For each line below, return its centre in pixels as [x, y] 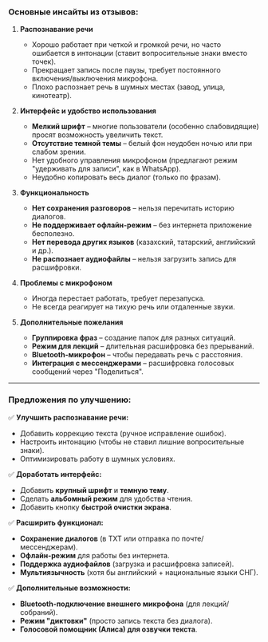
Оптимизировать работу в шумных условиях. [97, 459]
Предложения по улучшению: [70, 400]
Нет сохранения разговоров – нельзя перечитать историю [133, 208]
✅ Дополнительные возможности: [69, 588]
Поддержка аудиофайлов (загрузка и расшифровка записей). [127, 564]
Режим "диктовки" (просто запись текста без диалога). [116, 620]
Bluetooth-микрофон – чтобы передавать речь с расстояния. [137, 355]
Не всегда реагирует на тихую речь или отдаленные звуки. [133, 307]
